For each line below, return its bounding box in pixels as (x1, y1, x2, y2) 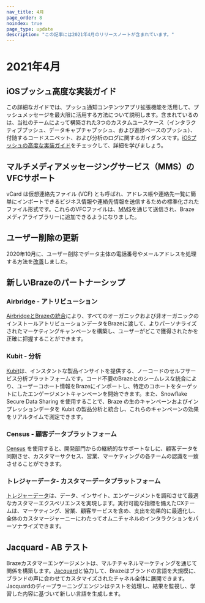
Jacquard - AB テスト (6, 542, 89, 552)
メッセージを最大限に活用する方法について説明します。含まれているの (22, 111, 199, 119)
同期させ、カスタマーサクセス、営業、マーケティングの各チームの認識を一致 (6, 453, 199, 460)
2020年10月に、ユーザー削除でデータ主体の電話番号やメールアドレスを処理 (6, 250, 197, 257)
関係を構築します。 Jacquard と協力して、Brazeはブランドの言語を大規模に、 (6, 567, 199, 575)
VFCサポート (6, 172, 56, 183)
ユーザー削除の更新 (6, 233, 79, 243)
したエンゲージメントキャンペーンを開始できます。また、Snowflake (17, 390, 188, 398)
